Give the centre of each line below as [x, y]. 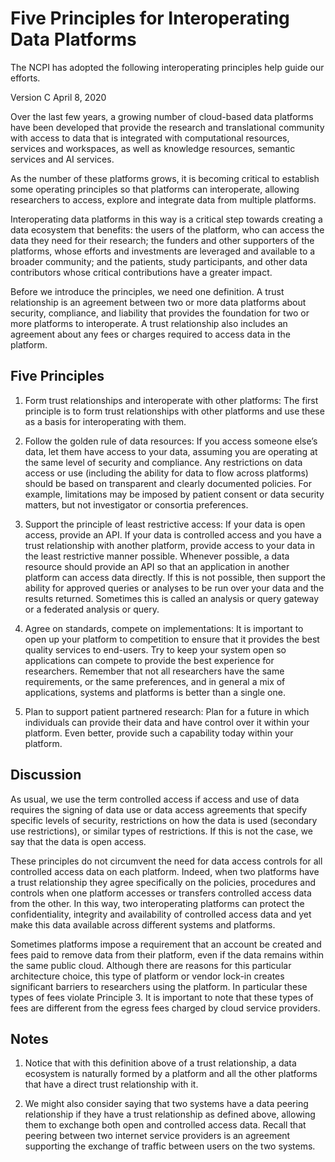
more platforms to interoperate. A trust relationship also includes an [149, 323]
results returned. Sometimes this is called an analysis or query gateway [172, 598]
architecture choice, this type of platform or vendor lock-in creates [147, 976]
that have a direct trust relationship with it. [111, 1084]
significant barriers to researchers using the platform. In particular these [159, 986]
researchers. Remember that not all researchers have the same [154, 671]
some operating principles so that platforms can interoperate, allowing [155, 189]
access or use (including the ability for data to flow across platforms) [166, 473]
